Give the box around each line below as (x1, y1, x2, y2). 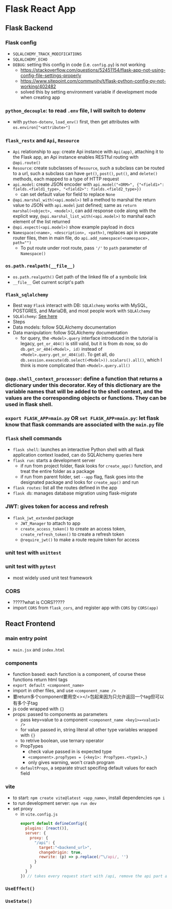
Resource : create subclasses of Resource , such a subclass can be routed (12, 165, 165, 171)
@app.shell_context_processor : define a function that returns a (5, 375, 163, 382)
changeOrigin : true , (38, 849, 83, 855)
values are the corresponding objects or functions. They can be (5, 394, 167, 401)
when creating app (20, 94, 60, 100)
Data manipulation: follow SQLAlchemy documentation (12, 330, 128, 336)
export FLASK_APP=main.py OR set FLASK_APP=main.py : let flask (5, 414, 160, 422)
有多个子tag (12, 700, 38, 706)
